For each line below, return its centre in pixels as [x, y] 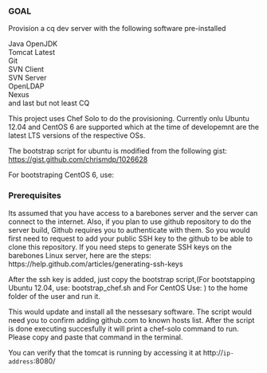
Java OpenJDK [33, 44]
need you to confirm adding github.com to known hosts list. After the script [132, 320]
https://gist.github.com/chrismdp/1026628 [78, 159]
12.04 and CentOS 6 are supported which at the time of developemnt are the [133, 127]
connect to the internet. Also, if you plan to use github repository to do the [130, 222]
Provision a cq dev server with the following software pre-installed [117, 29]
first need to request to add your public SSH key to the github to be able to [131, 238]
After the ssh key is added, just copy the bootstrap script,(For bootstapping [132, 279]
